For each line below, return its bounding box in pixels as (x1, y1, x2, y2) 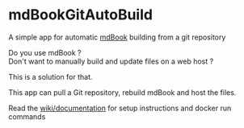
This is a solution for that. (8, 72, 93, 81)
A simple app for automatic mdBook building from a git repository (8, 32, 226, 42)
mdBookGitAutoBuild (8, 6, 154, 24)
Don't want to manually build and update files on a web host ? (8, 56, 214, 66)
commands (8, 111, 46, 122)
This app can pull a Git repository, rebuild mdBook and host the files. (8, 87, 237, 97)
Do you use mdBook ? (8, 47, 82, 57)
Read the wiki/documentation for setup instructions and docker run (8, 103, 232, 113)
